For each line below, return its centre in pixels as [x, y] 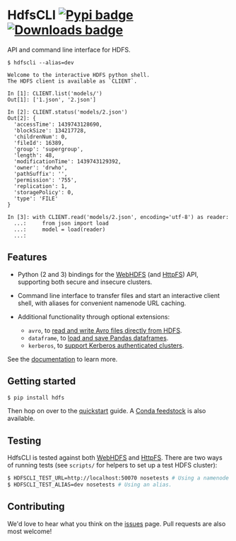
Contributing [36, 507]
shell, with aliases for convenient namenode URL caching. [102, 303]
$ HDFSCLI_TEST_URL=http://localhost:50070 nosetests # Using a [104, 478]
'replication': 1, [41, 186]
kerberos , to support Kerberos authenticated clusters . [106, 345]
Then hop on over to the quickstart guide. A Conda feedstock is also [107, 411]
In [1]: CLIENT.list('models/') [55, 93]
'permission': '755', [46, 180]
